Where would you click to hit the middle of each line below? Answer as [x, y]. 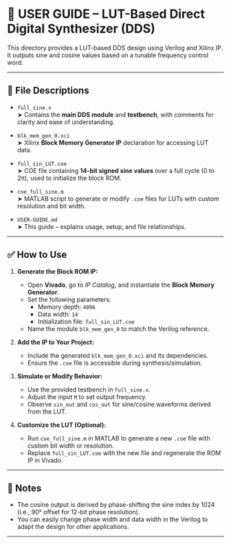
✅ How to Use [37, 255]
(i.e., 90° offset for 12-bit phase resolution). [78, 512]
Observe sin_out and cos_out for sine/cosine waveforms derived [119, 404]
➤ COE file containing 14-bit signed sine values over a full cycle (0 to [116, 170]
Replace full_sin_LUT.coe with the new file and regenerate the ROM [124, 453]
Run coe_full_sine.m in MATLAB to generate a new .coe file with [119, 438]
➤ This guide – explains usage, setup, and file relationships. [101, 226]
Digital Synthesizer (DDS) [81, 29]
